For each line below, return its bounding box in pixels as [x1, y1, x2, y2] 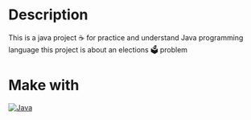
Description [8, 6, 88, 24]
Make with [8, 77, 80, 94]
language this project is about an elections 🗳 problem [8, 44, 187, 54]
